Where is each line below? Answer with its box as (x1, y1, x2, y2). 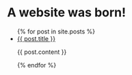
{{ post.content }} (16, 48, 67, 56)
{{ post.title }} (16, 34, 56, 42)
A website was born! (7, 5, 127, 20)
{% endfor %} (16, 61, 57, 69)
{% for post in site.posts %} (16, 27, 96, 35)
